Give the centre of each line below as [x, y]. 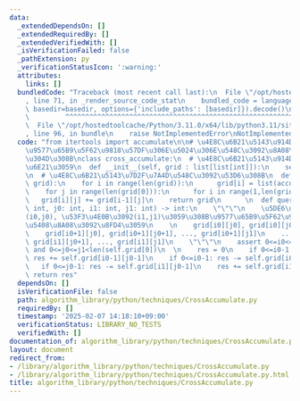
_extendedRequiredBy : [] [63, 34]
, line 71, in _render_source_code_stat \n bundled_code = [141, 100]
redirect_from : [37, 358]
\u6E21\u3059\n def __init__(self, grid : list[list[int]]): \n [147, 167]
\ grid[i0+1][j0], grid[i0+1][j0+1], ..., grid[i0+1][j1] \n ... [159, 233]
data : [19, 17]
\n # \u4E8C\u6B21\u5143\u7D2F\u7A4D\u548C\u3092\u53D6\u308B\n [150, 175]
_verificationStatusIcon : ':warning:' [90, 68]
